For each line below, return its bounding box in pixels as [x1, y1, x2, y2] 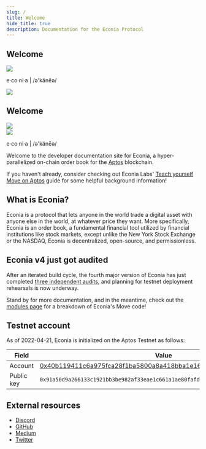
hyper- [157, 152, 175, 159]
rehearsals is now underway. [6, 284, 79, 292]
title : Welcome [6, 15, 45, 21]
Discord [15, 416, 36, 424]
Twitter [15, 436, 34, 443]
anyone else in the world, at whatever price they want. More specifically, [6, 217, 189, 225]
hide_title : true [6, 20, 51, 26]
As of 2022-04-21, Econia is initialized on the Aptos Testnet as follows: [6, 337, 185, 344]
